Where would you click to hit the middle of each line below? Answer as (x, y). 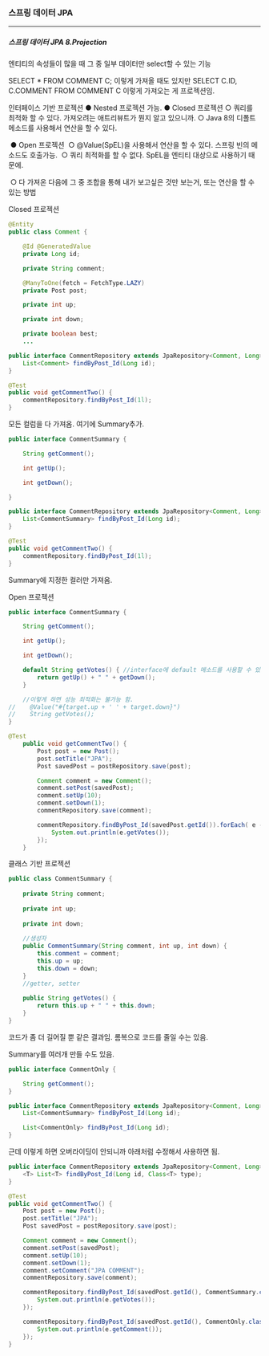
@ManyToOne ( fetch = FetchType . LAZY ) (84, 283)
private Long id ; (52, 254)
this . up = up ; (60, 961)
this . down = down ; (68, 968)
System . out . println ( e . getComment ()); (100, 1329)
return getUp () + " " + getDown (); (96, 677)
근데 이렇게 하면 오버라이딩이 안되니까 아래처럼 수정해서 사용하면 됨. (114, 1152)
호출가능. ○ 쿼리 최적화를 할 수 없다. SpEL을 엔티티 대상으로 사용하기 (138, 155)
